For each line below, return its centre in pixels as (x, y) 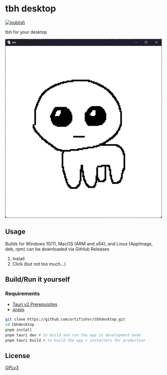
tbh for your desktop (26, 32)
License (18, 356)
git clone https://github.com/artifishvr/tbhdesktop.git (65, 319)
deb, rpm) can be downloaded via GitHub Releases (57, 249)
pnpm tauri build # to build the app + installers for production (75, 340)
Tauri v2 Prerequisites (35, 304)
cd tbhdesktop (20, 325)
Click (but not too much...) (39, 264)
